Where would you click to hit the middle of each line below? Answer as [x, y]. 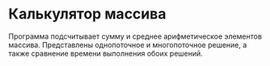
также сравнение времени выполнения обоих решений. [106, 53]
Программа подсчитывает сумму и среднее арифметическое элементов [135, 36]
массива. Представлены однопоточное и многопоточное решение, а [128, 44]
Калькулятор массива [87, 14]
